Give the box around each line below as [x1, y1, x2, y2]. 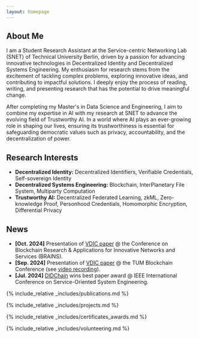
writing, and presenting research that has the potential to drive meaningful [6, 85, 190, 92]
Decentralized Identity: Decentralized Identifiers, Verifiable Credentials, [14, 169, 194, 176]
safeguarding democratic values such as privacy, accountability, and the [6, 128, 185, 136]
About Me [6, 31, 44, 41]
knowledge [14, 201, 43, 208]
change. [6, 91, 27, 99]
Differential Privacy [14, 207, 62, 214]
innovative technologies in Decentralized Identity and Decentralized [6, 59, 173, 67]
